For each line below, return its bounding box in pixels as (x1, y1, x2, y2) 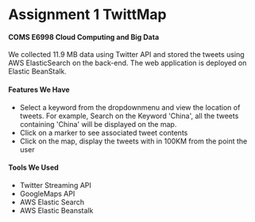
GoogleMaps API (19, 189, 75, 198)
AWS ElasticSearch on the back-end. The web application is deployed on (8, 58, 247, 68)
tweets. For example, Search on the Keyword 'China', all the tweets (19, 111, 239, 121)
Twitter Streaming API (19, 180, 91, 189)
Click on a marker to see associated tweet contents (19, 128, 188, 137)
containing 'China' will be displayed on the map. (19, 119, 177, 128)
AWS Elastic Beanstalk (19, 205, 94, 215)
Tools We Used (8, 163, 60, 172)
